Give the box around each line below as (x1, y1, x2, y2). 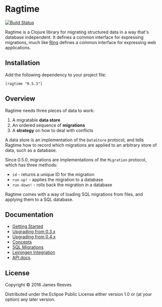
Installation (5, 59, 40, 67)
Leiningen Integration (12, 249, 55, 255)
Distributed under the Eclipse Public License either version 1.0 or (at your (5, 291, 152, 297)
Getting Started (12, 223, 43, 229)
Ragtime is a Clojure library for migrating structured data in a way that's (5, 29, 149, 35)
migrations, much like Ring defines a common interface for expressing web (5, 39, 157, 45)
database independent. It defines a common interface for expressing (5, 34, 144, 40)
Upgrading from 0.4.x (12, 234, 56, 240)
